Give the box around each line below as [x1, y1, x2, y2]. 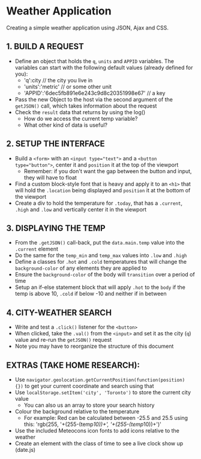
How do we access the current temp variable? [23, 115, 138, 122]
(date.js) [14, 446, 36, 453]
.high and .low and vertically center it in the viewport [14, 205, 147, 213]
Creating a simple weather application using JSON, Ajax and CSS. [6, 24, 169, 31]
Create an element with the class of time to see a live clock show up [14, 440, 184, 447]
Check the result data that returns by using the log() [14, 108, 146, 115]
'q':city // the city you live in [23, 76, 93, 84]
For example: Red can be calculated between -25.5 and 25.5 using [23, 415, 188, 421]
